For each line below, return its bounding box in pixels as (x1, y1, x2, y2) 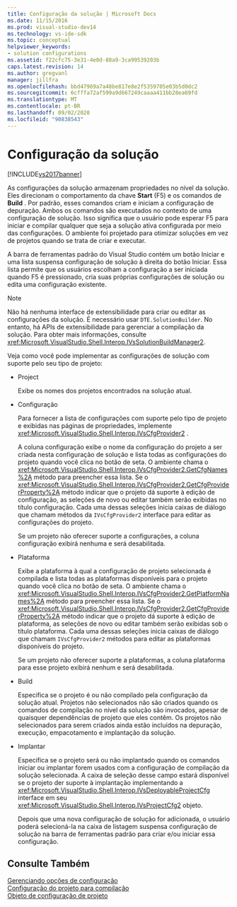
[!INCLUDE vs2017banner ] (7, 169, 83, 178)
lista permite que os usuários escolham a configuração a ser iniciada (7, 265, 208, 274)
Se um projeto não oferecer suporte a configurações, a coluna (17, 531, 200, 540)
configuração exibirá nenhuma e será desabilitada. (17, 539, 166, 548)
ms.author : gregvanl (7, 69, 69, 77)
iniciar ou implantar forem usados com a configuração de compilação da (17, 763, 230, 772)
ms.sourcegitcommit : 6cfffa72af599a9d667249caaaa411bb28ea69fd (7, 89, 198, 96)
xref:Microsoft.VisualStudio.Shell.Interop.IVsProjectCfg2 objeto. (17, 801, 203, 809)
